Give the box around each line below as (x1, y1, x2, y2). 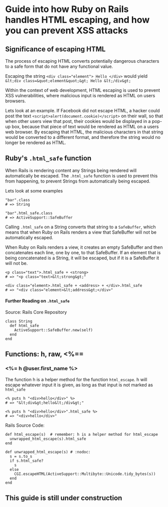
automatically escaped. (5, 234, 54, 240)
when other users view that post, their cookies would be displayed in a (5, 118, 151, 124)
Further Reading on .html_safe (5, 298, 70, 304)
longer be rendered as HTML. (5, 139, 66, 145)
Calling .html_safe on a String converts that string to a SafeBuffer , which (5, 224, 156, 230)
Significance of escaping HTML (5, 45, 106, 53)
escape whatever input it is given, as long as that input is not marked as (5, 382, 153, 388)
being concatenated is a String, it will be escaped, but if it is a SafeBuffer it (5, 255, 159, 261)
